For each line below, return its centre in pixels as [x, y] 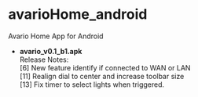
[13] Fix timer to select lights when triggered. [92, 84]
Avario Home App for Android [56, 36]
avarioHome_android [78, 14]
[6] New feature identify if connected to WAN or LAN [105, 67]
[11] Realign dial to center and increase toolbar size [102, 76]
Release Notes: [44, 59]
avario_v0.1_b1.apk [51, 51]
